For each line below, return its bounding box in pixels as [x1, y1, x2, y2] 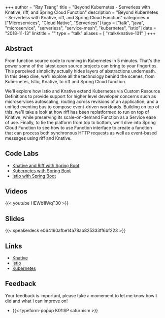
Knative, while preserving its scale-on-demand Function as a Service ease [5, 114, 156, 120]
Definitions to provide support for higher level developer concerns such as [5, 93, 156, 99]
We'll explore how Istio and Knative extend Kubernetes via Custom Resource [5, 88, 161, 94]
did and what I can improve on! [5, 298, 68, 304]
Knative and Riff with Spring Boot [12, 162, 80, 168]
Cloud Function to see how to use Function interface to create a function [5, 125, 152, 130]
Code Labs [5, 150, 39, 158]
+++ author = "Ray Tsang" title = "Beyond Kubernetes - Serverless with [5, 4, 150, 10]
